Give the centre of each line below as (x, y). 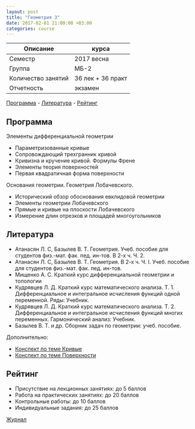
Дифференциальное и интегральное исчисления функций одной (97, 293)
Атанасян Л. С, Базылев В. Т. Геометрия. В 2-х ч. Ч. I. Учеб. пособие (102, 262)
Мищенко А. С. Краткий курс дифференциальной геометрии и (95, 274)
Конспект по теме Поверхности (56, 355)
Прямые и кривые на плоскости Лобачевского (75, 209)
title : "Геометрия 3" (33, 17)
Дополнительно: (28, 337)
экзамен (87, 88)
